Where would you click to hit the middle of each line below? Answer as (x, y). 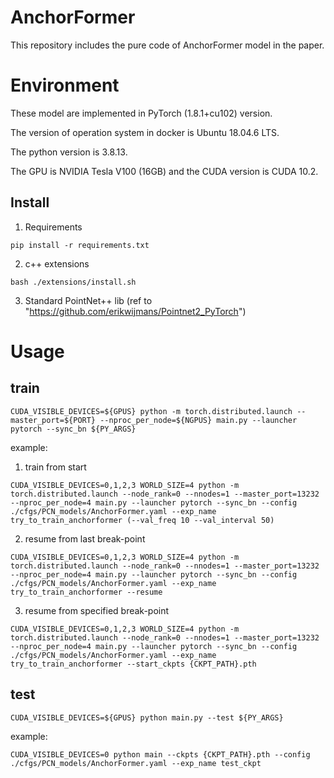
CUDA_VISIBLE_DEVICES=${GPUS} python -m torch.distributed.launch (151, 411)
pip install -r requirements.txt (80, 245)
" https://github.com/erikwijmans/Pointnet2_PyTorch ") (135, 311)
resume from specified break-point (97, 610)
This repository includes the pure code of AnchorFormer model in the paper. (167, 45)
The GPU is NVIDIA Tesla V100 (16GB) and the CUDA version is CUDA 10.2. (164, 171)
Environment (65, 85)
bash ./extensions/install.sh (73, 282)
